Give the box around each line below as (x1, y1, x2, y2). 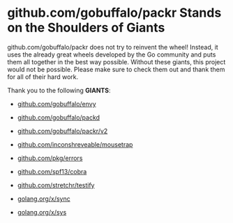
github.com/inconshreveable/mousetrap (17, 140, 133, 148)
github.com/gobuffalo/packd (17, 113, 100, 122)
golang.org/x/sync (17, 194, 71, 203)
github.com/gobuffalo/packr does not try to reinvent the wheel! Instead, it (7, 43, 218, 51)
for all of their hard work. (7, 72, 79, 81)
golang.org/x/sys (17, 208, 67, 216)
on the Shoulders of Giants (7, 20, 165, 36)
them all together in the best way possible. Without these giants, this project (7, 57, 226, 66)
